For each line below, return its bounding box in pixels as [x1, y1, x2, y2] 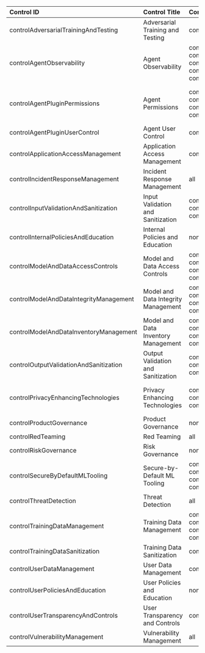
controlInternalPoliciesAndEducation [9, 233, 114, 241]
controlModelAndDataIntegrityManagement [9, 295, 134, 303]
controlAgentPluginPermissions [9, 99, 100, 108]
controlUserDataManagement [9, 565, 95, 573]
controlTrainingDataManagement [9, 522, 104, 530]
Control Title [143, 8, 181, 16]
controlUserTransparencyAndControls [9, 611, 118, 619]
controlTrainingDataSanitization [9, 547, 100, 555]
